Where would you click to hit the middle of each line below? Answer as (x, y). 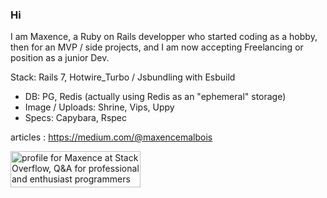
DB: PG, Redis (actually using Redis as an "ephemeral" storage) (155, 97)
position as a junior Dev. (60, 58)
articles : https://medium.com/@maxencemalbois (111, 137)
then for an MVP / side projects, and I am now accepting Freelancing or (157, 47)
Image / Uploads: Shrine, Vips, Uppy (99, 107)
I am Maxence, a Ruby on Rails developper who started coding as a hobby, (164, 37)
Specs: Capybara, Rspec (75, 118)
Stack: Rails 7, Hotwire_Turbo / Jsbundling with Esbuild (123, 77)
